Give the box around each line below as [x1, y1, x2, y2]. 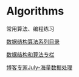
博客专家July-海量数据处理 [6, 64, 73, 71]
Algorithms [6, 4, 64, 18]
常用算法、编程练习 [6, 25, 55, 32]
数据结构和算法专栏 [6, 50, 55, 58]
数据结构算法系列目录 [6, 38, 60, 45]
